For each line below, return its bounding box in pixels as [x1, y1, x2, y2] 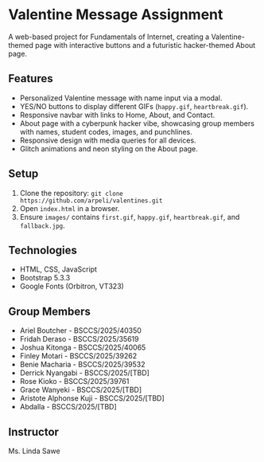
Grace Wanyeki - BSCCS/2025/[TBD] [19, 385, 142, 395]
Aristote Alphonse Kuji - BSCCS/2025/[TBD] [19, 393, 165, 403]
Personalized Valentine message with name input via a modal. [19, 93, 223, 103]
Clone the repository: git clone [19, 188, 123, 198]
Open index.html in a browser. [19, 203, 120, 213]
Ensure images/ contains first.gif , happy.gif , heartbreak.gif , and [19, 212, 240, 221]
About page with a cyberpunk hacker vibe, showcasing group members [19, 118, 254, 128]
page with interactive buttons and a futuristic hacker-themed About [34, 40, 256, 49]
